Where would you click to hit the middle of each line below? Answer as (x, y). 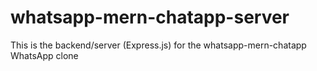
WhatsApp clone (44, 55)
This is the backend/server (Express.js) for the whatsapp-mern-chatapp (158, 45)
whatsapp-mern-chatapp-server (150, 17)
